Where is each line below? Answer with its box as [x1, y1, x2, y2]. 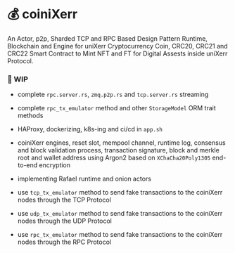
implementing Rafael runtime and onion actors [17, 174, 151, 183]
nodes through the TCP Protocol [17, 195, 111, 205]
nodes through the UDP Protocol [17, 216, 113, 226]
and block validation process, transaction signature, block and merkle [17, 146, 220, 155]
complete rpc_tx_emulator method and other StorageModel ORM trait [17, 104, 216, 112]
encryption [39, 161, 71, 169]
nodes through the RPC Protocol [17, 238, 111, 247]
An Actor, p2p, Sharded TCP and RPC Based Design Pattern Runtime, [7, 34, 208, 43]
